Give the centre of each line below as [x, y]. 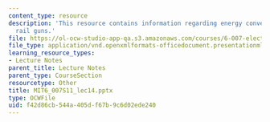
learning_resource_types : [51, 53]
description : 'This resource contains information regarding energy [125, 23]
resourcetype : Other [43, 83]
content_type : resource [48, 16]
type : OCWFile [32, 98]
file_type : [27, 46]
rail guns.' [36, 31]
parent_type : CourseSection [55, 75]
